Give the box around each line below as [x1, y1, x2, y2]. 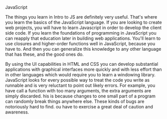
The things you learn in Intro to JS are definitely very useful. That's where [5, 14, 157, 20]
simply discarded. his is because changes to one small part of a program [5, 93, 155, 99]
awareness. [5, 109, 29, 115]
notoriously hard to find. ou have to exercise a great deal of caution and [5, 104, 153, 109]
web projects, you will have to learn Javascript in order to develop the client [5, 25, 162, 31]
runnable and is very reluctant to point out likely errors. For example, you [5, 82, 155, 88]
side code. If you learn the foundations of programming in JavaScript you [5, 30, 156, 36]
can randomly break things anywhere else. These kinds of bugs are [5, 98, 144, 104]
